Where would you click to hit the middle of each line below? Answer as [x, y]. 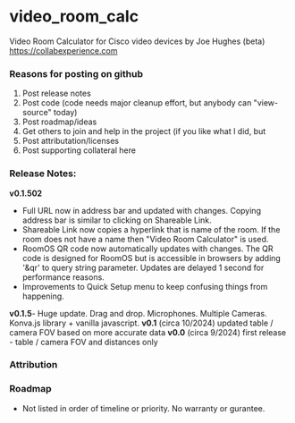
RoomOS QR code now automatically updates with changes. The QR [148, 249]
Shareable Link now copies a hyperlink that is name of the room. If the [151, 229]
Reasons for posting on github [76, 73]
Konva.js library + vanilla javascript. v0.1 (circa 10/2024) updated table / [142, 323]
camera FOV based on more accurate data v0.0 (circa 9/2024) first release [148, 332]
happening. [43, 296]
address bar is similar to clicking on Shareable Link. [117, 220]
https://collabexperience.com [63, 50]
